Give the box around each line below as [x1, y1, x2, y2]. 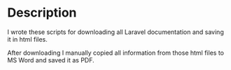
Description [7, 5, 77, 21]
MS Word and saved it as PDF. [7, 55, 94, 64]
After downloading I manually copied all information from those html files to [7, 49, 224, 57]
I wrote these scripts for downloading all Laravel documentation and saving [7, 28, 224, 36]
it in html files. [7, 35, 48, 43]
